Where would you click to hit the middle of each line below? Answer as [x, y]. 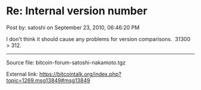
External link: [22, 74]
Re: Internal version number [77, 11]
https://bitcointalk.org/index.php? [80, 74]
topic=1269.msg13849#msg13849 [48, 80]
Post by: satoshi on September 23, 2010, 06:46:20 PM [73, 27]
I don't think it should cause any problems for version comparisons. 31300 [98, 39]
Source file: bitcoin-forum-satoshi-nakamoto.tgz [66, 62]
